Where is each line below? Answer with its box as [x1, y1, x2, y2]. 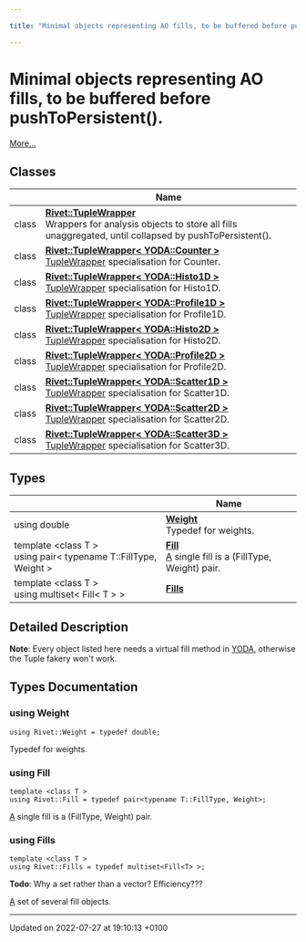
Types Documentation [9, 679, 138, 695]
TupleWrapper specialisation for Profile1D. [45, 308, 227, 320]
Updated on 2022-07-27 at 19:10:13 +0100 [9, 923, 168, 934]
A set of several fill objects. [9, 896, 112, 907]
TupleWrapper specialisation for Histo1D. [45, 282, 221, 295]
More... [9, 138, 36, 149]
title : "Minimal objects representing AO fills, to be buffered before [9, 21, 287, 30]
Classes [9, 163, 56, 179]
